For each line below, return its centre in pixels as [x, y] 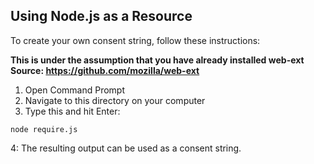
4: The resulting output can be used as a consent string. [126, 148]
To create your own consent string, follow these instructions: [135, 40]
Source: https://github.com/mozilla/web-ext [105, 70]
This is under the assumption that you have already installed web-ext [157, 60]
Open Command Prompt [75, 90]
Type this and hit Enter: [72, 111]
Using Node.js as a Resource [101, 16]
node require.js [44, 129]
